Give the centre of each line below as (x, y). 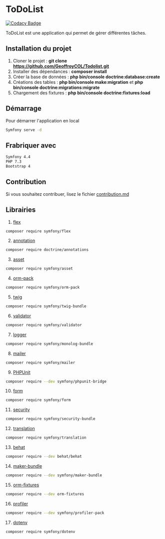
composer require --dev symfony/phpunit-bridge (56, 381)
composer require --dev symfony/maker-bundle (54, 475)
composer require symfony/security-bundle (50, 419)
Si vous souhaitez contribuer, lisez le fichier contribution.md (67, 194)
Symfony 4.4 (18, 157)
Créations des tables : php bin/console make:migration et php (78, 82)
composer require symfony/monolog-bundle (49, 344)
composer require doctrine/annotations (47, 250)
